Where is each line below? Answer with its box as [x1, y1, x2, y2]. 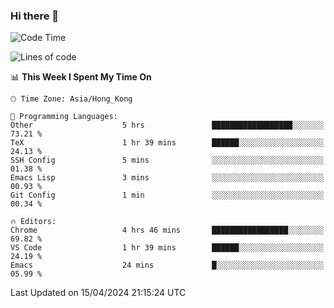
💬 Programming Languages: [10, 112, 118, 122]
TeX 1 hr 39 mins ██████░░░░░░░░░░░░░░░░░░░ [10, 138, 325, 148]
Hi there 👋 [10, 9, 60, 23]
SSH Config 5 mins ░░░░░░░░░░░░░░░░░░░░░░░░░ [10, 155, 325, 166]
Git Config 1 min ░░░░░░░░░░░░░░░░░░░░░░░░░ [10, 190, 325, 201]
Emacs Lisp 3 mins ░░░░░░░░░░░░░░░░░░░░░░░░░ [10, 173, 325, 183]
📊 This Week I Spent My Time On [10, 71, 152, 83]
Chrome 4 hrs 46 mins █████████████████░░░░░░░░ [10, 225, 325, 236]
